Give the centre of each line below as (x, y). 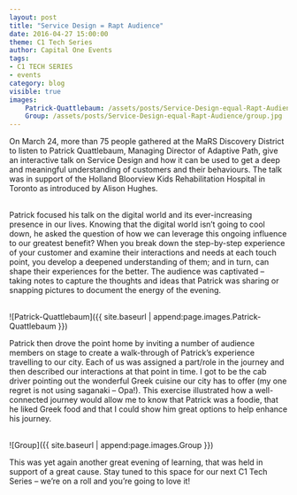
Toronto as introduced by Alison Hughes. (84, 189)
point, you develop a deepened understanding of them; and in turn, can (139, 262)
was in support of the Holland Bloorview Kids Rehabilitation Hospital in (137, 179)
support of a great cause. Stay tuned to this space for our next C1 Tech (138, 472)
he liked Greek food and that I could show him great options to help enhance (148, 409)
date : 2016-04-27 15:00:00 (59, 34)
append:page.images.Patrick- (207, 317)
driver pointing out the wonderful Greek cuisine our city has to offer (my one (148, 381)
